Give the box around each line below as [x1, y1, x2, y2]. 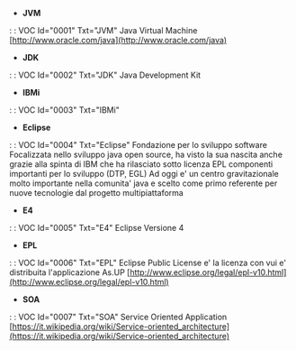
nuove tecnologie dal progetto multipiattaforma [9, 188, 184, 198]
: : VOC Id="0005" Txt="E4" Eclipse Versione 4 [9, 223, 184, 233]
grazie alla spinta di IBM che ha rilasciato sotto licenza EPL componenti [9, 159, 274, 170]
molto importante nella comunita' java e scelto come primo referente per [9, 178, 278, 189]
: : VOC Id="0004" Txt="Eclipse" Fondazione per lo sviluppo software [9, 140, 268, 150]
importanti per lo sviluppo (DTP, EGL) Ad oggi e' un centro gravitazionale [9, 169, 279, 179]
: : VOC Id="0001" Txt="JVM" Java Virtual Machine [9, 25, 198, 35]
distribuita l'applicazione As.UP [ [9, 267, 130, 278]
